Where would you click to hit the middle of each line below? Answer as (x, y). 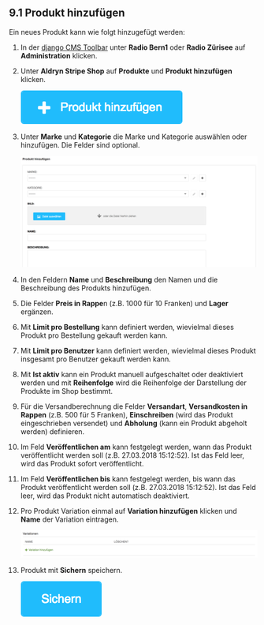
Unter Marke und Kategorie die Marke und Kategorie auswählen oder (134, 137)
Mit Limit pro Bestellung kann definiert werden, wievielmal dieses (127, 327)
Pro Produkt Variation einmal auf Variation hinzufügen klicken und (128, 511)
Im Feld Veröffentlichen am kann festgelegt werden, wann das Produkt (136, 447)
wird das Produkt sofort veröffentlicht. (82, 463)
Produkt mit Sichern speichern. (71, 571)
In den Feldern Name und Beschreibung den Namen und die (119, 279)
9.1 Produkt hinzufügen (67, 13)
